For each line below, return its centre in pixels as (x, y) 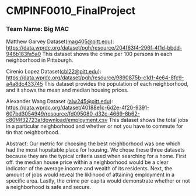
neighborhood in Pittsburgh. (40, 60)
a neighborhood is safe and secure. (49, 187)
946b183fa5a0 (24, 54)
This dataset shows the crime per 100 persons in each (107, 54)
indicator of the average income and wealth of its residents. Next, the (89, 169)
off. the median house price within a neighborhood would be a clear (87, 162)
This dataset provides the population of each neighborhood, (116, 84)
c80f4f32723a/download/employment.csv (57, 120)
